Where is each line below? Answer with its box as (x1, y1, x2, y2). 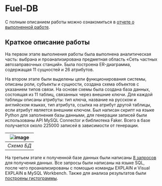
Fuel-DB (5, 3, 39, 14)
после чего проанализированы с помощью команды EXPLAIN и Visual (5, 165, 150, 170)
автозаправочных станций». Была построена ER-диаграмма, (5, 61, 132, 67)
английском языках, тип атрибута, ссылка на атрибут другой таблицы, (5, 101, 151, 107)
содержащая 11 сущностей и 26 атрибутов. (5, 67, 94, 72)
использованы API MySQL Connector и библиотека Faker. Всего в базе (5, 117, 151, 123)
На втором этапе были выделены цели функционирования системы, (5, 76, 147, 82)
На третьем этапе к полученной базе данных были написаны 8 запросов (5, 154, 156, 160)
